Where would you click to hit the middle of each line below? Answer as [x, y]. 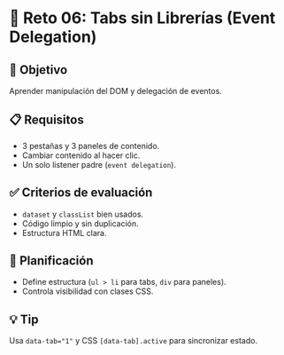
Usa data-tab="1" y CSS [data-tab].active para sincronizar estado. [134, 341]
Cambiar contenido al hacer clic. [81, 155]
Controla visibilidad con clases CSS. [88, 291]
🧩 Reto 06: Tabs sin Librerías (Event [142, 18]
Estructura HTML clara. [65, 233]
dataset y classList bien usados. [83, 214]
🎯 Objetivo [38, 70]
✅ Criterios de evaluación [81, 193]
